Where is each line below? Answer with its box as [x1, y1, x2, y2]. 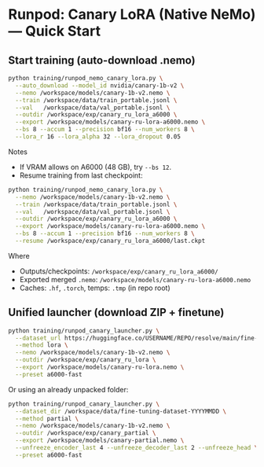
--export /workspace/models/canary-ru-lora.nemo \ [15, 363, 185, 371]
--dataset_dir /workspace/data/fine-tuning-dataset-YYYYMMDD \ [15, 407, 226, 415]
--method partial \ [15, 414, 79, 422]
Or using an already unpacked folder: [8, 384, 129, 394]
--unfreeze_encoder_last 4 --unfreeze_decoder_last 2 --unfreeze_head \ [15, 444, 258, 452]
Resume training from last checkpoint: [19, 171, 143, 180]
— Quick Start [8, 22, 101, 40]
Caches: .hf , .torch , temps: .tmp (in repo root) [19, 283, 170, 292]
